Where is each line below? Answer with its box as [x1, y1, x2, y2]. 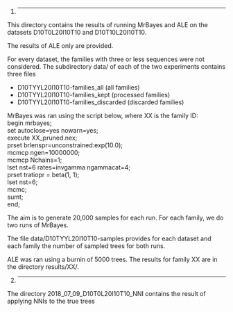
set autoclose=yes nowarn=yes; [7, 126, 98, 134]
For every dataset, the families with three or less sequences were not [7, 55, 205, 63]
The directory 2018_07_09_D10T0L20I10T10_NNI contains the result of [7, 290, 206, 297]
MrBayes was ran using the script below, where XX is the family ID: [7, 112, 199, 120]
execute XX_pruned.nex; [7, 133, 78, 142]
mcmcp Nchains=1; [7, 156, 62, 164]
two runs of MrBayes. [7, 221, 69, 229]
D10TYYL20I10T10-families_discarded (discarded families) [17, 98, 184, 106]
